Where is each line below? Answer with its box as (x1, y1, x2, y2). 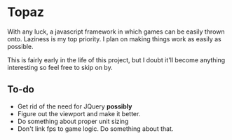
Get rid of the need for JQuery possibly (17, 102, 132, 111)
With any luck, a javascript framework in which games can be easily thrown (7, 27, 226, 36)
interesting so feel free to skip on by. (7, 63, 114, 71)
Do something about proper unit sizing (17, 117, 129, 125)
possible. (7, 42, 34, 50)
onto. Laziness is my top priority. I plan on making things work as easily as (7, 34, 222, 43)
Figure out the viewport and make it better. (17, 109, 141, 118)
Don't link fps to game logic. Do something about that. (17, 124, 174, 133)
